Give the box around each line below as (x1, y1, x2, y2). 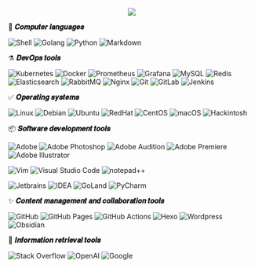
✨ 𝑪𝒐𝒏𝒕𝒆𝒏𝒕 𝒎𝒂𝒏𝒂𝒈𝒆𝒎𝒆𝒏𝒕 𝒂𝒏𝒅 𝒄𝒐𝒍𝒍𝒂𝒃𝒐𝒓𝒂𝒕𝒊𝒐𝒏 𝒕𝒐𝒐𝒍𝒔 (8, 196, 165, 205)
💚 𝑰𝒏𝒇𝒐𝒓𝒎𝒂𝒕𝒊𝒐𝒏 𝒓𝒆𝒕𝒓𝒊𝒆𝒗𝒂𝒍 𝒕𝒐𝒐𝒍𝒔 (8, 236, 101, 244)
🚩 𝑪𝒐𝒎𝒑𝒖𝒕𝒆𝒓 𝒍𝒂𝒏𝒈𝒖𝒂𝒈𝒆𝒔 (8, 22, 85, 31)
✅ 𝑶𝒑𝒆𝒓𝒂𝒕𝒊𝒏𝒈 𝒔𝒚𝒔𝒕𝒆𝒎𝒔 (8, 93, 80, 101)
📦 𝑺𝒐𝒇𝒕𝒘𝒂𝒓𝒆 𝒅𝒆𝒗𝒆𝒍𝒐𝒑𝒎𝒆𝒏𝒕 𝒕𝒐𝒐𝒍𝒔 (8, 124, 111, 133)
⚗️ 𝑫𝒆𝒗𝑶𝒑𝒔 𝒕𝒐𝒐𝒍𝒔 (8, 53, 61, 62)
